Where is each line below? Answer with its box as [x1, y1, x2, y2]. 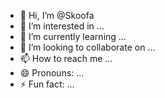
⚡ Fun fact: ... [19, 78, 75, 90]
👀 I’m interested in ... [19, 20, 105, 32]
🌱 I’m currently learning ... [19, 31, 127, 42]
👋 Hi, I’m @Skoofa [19, 10, 95, 21]
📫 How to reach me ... [19, 53, 113, 64]
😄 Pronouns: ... [19, 67, 85, 79]
